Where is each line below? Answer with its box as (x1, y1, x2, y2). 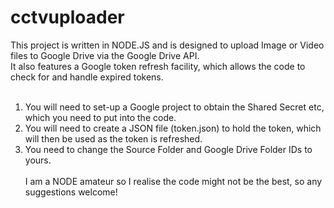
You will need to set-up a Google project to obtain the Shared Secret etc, (24, 101, 325, 113)
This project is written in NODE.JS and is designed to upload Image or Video (10, 39, 325, 51)
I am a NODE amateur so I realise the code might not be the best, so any (24, 175, 323, 187)
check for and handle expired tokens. (10, 71, 164, 83)
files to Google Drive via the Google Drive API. (10, 49, 200, 61)
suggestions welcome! (24, 186, 118, 198)
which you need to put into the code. (24, 111, 177, 123)
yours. (24, 154, 52, 166)
